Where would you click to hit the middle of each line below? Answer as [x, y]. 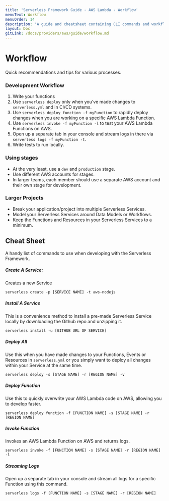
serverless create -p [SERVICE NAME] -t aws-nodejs [60, 292]
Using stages [22, 158]
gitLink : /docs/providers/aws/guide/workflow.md [57, 33]
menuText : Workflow [26, 15]
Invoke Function [22, 429]
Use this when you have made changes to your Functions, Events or [76, 355]
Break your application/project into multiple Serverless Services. [79, 209]
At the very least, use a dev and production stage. [64, 169]
